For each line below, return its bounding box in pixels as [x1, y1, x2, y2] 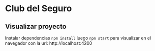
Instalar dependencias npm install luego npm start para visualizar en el [5, 35, 151, 41]
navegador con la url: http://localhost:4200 [5, 40, 93, 46]
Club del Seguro [5, 3, 72, 14]
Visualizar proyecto [5, 22, 66, 31]
